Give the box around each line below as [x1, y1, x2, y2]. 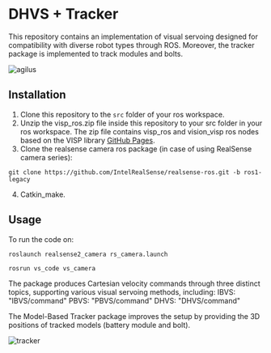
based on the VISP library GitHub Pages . [19, 135, 155, 145]
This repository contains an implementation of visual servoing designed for [8, 32, 259, 41]
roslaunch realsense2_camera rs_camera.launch [8, 250, 168, 258]
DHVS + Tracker [8, 5, 119, 23]
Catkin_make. [19, 189, 66, 199]
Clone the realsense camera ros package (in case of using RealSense [19, 143, 252, 154]
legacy [8, 175, 31, 183]
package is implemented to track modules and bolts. [8, 49, 184, 58]
